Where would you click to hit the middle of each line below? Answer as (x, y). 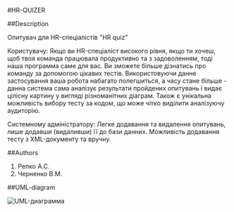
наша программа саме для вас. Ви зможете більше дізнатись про (107, 66)
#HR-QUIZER (26, 10)
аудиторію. (24, 111)
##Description (28, 24)
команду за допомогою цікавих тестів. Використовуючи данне (102, 73)
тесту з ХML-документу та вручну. (59, 139)
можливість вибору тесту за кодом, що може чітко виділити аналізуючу (116, 103)
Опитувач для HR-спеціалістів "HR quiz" (68, 37)
